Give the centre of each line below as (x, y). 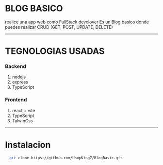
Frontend (16, 100)
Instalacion (28, 145)
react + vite (24, 110)
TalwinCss (22, 121)
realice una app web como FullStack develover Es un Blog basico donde (77, 22)
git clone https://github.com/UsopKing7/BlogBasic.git (66, 158)
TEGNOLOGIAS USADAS (55, 51)
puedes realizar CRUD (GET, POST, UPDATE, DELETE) (59, 27)
